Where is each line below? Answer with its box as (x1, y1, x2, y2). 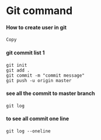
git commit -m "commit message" (6, 72, 85, 78)
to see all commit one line (6, 115, 69, 122)
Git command (6, 4, 73, 18)
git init (6, 62, 27, 68)
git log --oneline (6, 128, 51, 134)
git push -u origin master (6, 77, 72, 83)
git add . (6, 67, 30, 73)
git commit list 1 (6, 49, 45, 56)
